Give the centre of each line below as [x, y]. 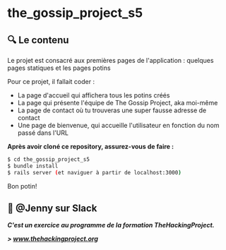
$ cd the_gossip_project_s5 [49, 160]
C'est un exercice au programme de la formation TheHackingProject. [111, 225]
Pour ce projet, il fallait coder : [51, 82]
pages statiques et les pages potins [59, 68]
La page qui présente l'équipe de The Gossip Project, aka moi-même [118, 103]
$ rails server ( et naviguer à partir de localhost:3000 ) [94, 172]
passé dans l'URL [43, 133]
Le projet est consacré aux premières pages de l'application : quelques [111, 60]
